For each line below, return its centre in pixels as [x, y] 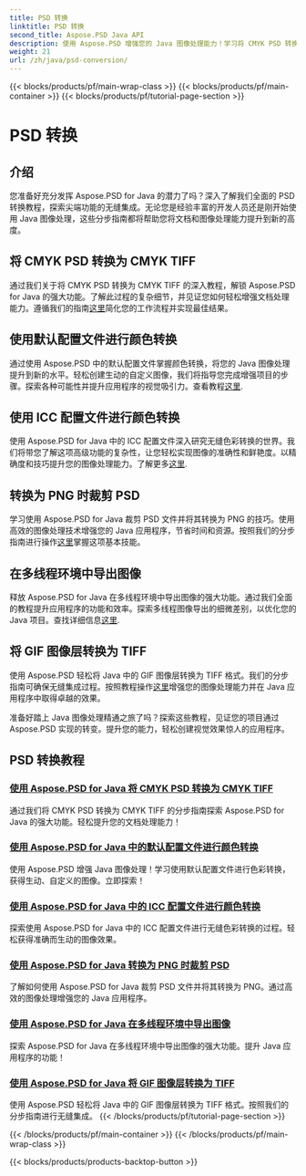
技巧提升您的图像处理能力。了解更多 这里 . [111, 464]
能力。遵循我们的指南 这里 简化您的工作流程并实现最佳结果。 [121, 307]
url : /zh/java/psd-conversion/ [69, 60]
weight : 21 [30, 52]
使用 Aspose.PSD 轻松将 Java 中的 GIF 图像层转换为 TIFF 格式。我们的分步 [149, 675]
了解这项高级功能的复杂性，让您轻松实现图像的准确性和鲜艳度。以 [164, 453]
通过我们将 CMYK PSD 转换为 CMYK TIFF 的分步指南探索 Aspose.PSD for [147, 810]
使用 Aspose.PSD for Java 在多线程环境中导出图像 [120, 1025]
